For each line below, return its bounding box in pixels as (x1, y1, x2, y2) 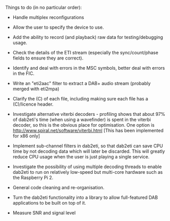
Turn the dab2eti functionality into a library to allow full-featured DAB (12, 194, 158, 200)
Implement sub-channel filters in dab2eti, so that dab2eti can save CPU (12, 143, 163, 149)
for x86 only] (12, 133, 40, 139)
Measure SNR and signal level (12, 210, 76, 216)
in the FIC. (12, 70, 35, 76)
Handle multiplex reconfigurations (12, 14, 84, 20)
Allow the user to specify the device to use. (12, 24, 104, 30)
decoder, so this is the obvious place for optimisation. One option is (12, 122, 155, 128)
